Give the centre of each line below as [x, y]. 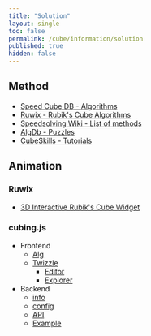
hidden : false [32, 54]
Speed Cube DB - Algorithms [69, 106]
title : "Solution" [39, 16]
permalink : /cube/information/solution [76, 39]
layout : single [34, 24]
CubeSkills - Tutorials [56, 140]
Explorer [58, 280]
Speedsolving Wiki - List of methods [81, 123]
